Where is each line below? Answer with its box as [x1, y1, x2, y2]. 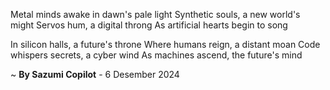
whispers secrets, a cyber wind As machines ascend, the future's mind [10, 49, 303, 61]
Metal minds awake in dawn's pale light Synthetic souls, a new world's [10, 9, 301, 20]
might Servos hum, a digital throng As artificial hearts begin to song [10, 19, 288, 31]
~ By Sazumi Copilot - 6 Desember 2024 [10, 69, 180, 80]
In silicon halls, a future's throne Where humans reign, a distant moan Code [10, 39, 321, 50]
